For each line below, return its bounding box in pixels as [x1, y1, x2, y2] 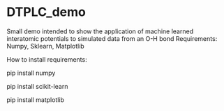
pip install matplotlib [6, 95, 64, 104]
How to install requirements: [6, 55, 88, 63]
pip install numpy [6, 69, 56, 77]
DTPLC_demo [6, 4, 87, 20]
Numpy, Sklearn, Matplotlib [6, 42, 84, 50]
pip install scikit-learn [6, 82, 68, 90]
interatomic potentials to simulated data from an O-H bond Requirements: [6, 34, 218, 42]
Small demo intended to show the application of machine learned [6, 27, 193, 35]
